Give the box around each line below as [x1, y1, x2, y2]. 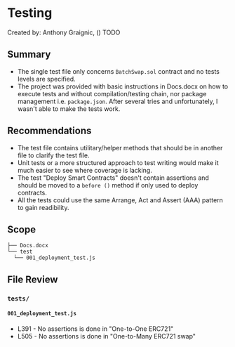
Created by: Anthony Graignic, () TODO [7, 28, 121, 37]
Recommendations [7, 125, 92, 137]
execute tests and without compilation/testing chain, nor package [17, 89, 207, 98]
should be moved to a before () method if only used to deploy [17, 181, 199, 189]
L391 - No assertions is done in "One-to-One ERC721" [17, 325, 174, 333]
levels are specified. [17, 74, 76, 83]
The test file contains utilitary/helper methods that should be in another [17, 143, 223, 152]
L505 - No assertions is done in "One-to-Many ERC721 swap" [17, 332, 196, 340]
